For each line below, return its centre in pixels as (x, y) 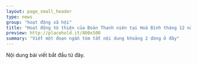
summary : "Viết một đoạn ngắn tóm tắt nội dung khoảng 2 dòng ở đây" (93, 38)
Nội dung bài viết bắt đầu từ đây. (45, 55)
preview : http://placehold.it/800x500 (53, 33)
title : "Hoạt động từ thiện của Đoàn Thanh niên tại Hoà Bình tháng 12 (95, 28)
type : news (19, 17)
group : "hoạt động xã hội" (39, 22)
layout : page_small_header (39, 11)
